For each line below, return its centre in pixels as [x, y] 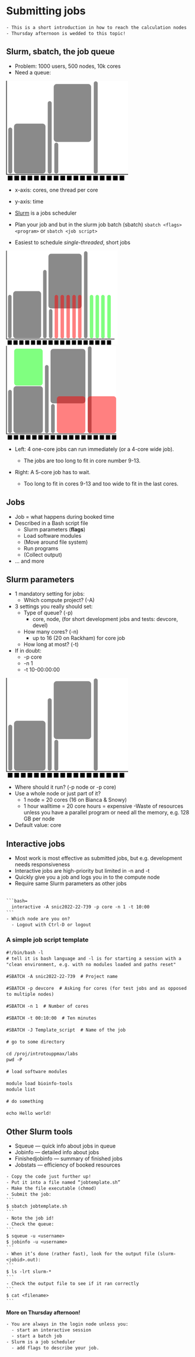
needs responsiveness [42, 864]
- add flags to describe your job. [55, 1348]
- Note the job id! [30, 1218]
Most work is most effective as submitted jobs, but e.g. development [98, 858]
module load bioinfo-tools [39, 1084]
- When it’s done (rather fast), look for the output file [81, 1254]
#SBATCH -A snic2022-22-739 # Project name [62, 977]
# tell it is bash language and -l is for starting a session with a [94, 959]
